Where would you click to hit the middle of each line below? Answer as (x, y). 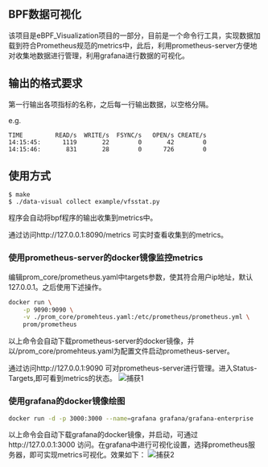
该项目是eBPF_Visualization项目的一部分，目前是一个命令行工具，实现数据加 (134, 35)
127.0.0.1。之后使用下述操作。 (57, 287)
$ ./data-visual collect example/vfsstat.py (84, 202)
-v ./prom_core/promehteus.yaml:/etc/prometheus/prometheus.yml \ (136, 317)
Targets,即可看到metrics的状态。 (62, 378)
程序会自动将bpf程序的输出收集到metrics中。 (83, 218)
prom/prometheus (50, 324)
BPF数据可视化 (45, 14)
